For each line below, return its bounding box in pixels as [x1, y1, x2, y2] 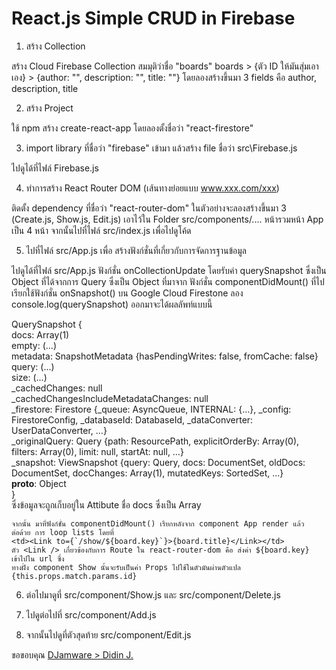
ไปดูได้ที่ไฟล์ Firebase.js [11, 162, 99, 174]
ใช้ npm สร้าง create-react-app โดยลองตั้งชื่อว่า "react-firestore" [11, 122, 254, 134]
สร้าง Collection [25, 40, 86, 52]
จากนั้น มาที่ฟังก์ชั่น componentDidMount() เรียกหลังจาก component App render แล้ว [11, 518, 305, 529]
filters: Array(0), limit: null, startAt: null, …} [11, 445, 184, 457]
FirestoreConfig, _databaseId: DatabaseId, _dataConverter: [11, 413, 254, 426]
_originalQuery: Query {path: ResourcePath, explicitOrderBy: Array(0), [11, 435, 300, 447]
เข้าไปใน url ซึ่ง [11, 553, 65, 564]
